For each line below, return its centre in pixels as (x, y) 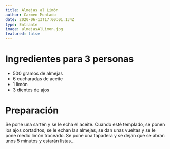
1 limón (20, 84)
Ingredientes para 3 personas (70, 59)
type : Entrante (22, 24)
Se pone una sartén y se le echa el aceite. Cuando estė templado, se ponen (85, 124)
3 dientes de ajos (31, 90)
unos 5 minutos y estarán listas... (40, 141)
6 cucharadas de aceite (38, 79)
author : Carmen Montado (31, 15)
